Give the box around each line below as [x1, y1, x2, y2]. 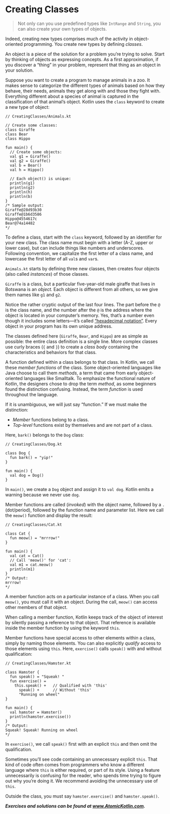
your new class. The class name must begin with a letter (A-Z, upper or [5, 239, 153, 245]
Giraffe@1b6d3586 [5, 212, 42, 217]
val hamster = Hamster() [10, 710, 62, 715]
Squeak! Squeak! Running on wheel [5, 728, 78, 733]
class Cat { [5, 531, 30, 536]
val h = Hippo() [10, 167, 44, 172]
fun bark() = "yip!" [10, 455, 53, 460]
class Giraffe [5, 127, 35, 132]
